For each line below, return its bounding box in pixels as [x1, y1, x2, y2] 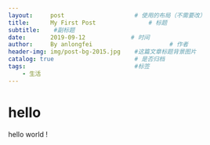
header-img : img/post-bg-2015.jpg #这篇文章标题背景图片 [8, 48, 197, 56]
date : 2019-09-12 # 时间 [8, 33, 150, 42]
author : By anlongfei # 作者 [8, 41, 189, 49]
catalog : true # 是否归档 [8, 56, 165, 63]
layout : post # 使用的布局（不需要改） [8, 11, 206, 20]
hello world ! [8, 129, 49, 139]
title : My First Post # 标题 [8, 19, 168, 27]
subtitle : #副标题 [8, 26, 75, 34]
